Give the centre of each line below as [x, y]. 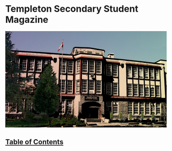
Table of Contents [35, 142]
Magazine [27, 20]
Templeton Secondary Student [72, 9]
